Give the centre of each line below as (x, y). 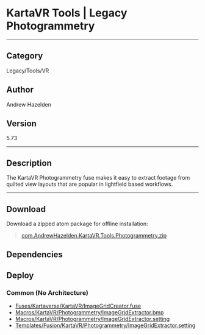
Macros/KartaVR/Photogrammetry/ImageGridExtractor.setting (92, 319)
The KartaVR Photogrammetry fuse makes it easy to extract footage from (98, 178)
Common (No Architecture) (47, 292)
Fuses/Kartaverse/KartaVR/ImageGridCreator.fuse (78, 306)
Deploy (20, 275)
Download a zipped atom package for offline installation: (77, 224)
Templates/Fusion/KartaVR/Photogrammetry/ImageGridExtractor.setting (105, 325)
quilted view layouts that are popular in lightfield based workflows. (90, 184)
